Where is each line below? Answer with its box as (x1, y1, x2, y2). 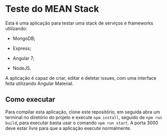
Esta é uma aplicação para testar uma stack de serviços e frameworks (5, 20, 153, 26)
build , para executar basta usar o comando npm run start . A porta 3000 (5, 120, 158, 126)
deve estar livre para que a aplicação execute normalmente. (5, 125, 132, 131)
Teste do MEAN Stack (5, 3, 100, 15)
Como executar (5, 95, 55, 104)
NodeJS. (12, 65, 32, 71)
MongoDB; (12, 35, 36, 41)
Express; (12, 45, 32, 51)
